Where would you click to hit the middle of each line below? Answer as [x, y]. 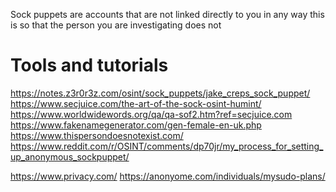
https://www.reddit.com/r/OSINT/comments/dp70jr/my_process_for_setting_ [167, 146]
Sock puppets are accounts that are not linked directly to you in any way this [167, 14]
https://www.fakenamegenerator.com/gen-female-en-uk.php [136, 125]
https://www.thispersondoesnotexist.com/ [97, 135]
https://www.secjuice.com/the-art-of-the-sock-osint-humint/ [136, 103]
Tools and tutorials [89, 65]
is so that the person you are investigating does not [116, 25]
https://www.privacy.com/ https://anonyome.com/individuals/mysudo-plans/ [168, 176]
